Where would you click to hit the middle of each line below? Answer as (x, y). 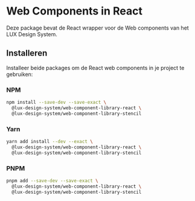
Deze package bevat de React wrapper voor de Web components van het (97, 28)
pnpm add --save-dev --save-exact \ (52, 180)
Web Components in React (75, 11)
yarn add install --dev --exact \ (50, 141)
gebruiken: (20, 74)
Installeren (27, 53)
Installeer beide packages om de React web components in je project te (95, 68)
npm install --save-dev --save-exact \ (56, 103)
